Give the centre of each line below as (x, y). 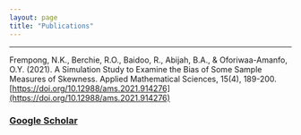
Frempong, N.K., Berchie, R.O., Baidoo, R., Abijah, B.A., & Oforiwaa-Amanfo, (149, 60)
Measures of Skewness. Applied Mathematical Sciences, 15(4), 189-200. (143, 79)
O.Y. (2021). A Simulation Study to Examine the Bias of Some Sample (136, 69)
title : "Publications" (52, 26)
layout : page (34, 17)
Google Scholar (43, 121)
